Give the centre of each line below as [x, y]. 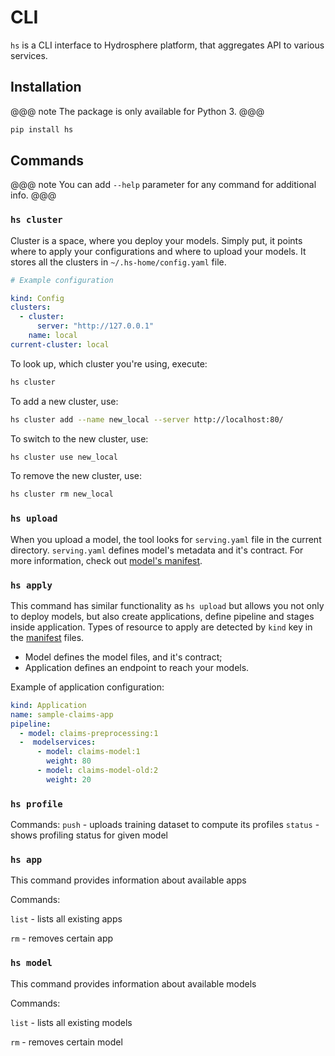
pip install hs [42, 129]
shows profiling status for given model [89, 835]
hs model [31, 963]
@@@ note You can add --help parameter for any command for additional [163, 185]
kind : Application [48, 705]
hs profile [36, 804]
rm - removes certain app [62, 938]
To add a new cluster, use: [64, 401]
